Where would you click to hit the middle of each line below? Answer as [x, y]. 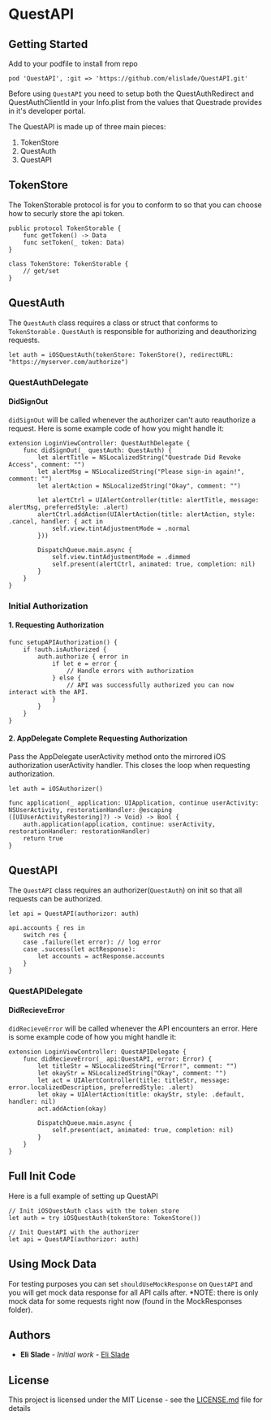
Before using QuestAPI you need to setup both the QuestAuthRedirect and [131, 93]
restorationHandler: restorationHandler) [80, 832]
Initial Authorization [48, 606]
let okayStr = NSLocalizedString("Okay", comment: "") [132, 1074]
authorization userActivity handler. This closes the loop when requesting [129, 766]
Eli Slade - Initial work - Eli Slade [75, 1355]
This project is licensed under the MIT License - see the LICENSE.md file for [135, 1400]
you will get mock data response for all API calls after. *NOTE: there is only [133, 1292]
